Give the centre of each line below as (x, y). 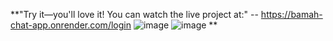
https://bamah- (291, 14)
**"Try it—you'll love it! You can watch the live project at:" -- (134, 14)
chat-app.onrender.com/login (71, 25)
